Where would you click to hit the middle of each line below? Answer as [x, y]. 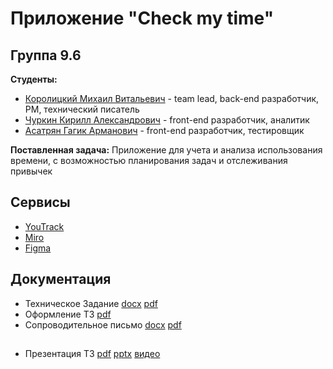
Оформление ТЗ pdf [68, 314]
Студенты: [34, 79]
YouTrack [44, 226]
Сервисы [40, 202]
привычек [31, 171]
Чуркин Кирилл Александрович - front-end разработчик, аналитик [167, 120]
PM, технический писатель [82, 109]
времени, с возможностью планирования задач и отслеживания [149, 160]
